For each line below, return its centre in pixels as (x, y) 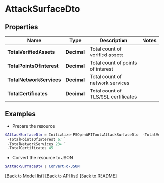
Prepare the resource (33, 126)
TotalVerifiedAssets (31, 52)
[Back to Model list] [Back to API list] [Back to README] (61, 176)
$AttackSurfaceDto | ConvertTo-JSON (42, 166)
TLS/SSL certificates (113, 97)
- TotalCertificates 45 (30, 148)
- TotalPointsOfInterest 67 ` (37, 139)
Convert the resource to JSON (42, 158)
